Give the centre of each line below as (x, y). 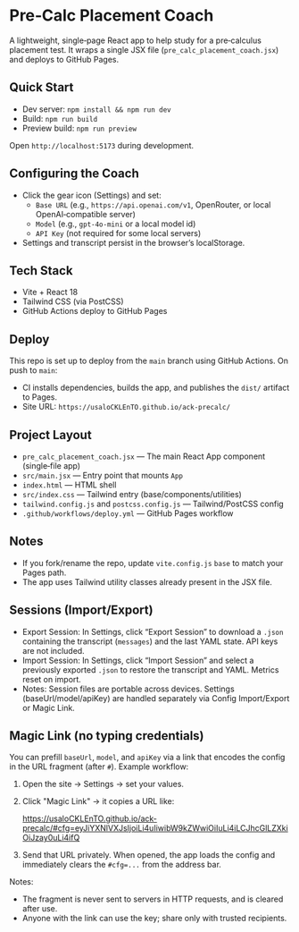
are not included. (53, 650)
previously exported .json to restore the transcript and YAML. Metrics (150, 669)
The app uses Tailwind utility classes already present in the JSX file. (147, 581)
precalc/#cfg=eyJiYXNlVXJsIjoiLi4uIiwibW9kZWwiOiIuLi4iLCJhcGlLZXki (155, 828)
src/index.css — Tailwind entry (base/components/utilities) (132, 494)
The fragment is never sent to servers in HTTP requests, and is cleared (153, 899)
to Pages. (40, 397)
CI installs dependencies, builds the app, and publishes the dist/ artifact (156, 388)
